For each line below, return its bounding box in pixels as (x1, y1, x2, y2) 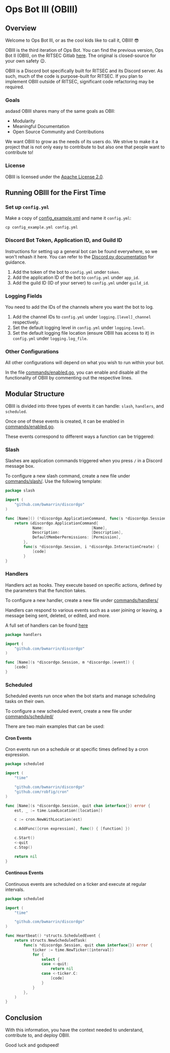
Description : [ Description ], (32, 530, 123, 535)
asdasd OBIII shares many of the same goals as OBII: (5, 108, 115, 114)
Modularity (12, 118, 35, 124)
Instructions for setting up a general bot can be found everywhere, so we (5, 248, 158, 254)
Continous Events (5, 870, 44, 876)
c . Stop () (14, 845, 33, 850)
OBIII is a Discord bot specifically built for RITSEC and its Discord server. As (5, 68, 163, 74)
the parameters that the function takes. (5, 587, 87, 593)
